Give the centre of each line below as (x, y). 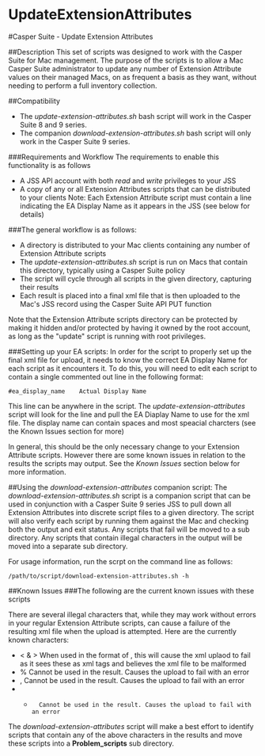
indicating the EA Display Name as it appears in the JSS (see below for (135, 206)
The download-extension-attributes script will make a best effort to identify (131, 726)
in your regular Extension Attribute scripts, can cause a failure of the (119, 623)
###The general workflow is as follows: (72, 229)
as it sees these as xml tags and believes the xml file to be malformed (133, 663)
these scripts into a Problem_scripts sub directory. (91, 743)
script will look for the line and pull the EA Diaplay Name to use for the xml (129, 414)
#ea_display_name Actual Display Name (78, 391)
